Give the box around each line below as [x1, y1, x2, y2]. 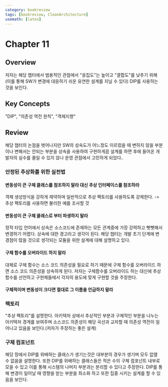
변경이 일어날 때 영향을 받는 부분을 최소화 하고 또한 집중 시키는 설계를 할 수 [10, 370, 156, 376]
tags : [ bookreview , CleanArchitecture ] [5, 12, 88, 17]
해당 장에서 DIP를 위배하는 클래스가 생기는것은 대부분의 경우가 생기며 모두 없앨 [5, 351, 158, 357]
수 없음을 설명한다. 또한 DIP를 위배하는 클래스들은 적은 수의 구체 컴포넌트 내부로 [5, 357, 160, 363]
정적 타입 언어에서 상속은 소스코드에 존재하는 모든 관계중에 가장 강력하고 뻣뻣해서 [5, 225, 163, 231]
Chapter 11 [5, 38, 49, 50]
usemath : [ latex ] [5, 17, 41, 22]
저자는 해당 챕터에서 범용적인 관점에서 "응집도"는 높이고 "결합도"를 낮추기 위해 [5, 72, 157, 78]
